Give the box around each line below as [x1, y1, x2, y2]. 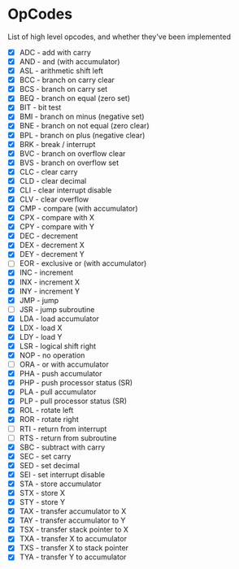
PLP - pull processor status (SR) [19, 396, 128, 406]
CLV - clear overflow [19, 194, 89, 204]
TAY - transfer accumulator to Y [19, 515, 126, 525]
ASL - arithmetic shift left [19, 66, 103, 76]
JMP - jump [19, 295, 59, 305]
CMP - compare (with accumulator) [19, 204, 139, 213]
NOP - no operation [19, 350, 85, 360]
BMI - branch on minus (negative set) [19, 111, 145, 122]
